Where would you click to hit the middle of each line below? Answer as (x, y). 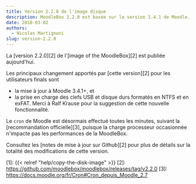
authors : (17, 28)
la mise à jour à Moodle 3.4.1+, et (54, 91)
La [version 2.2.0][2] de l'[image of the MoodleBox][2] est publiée (86, 56)
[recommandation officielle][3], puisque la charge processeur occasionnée (97, 127)
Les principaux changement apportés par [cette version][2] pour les (88, 73)
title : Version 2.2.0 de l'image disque (56, 11)
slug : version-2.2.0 (31, 39)
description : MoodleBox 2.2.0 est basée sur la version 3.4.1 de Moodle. (98, 17)
